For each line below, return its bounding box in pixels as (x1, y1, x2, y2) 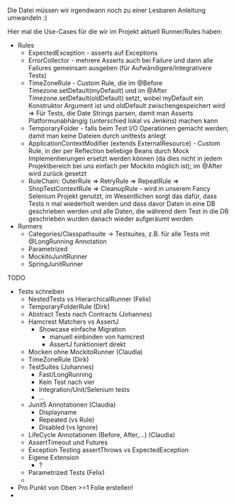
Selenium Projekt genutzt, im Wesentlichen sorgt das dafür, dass (28, 192, 218, 200)
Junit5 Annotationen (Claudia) (28, 400, 116, 409)
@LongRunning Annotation (28, 237, 108, 246)
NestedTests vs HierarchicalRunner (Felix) (28, 295, 152, 303)
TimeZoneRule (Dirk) (28, 355, 89, 363)
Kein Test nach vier (38, 378, 96, 386)
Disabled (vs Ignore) (38, 423, 99, 432)
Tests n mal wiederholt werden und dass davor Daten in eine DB (28, 199, 216, 208)
